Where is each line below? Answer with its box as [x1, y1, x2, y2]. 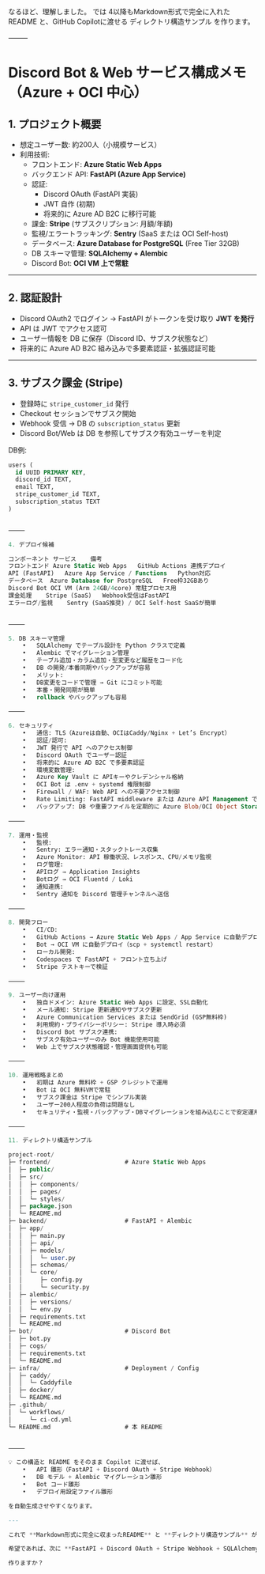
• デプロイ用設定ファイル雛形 [22, 1488, 113, 1496]
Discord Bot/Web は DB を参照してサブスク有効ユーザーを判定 [19, 428, 222, 437]
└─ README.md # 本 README [8, 1423, 163, 1431]
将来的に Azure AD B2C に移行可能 [43, 209, 156, 218]
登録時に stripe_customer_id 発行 [19, 399, 129, 408]
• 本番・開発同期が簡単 [22, 686, 96, 694]
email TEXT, [15, 483, 55, 491]
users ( [8, 461, 34, 469]
